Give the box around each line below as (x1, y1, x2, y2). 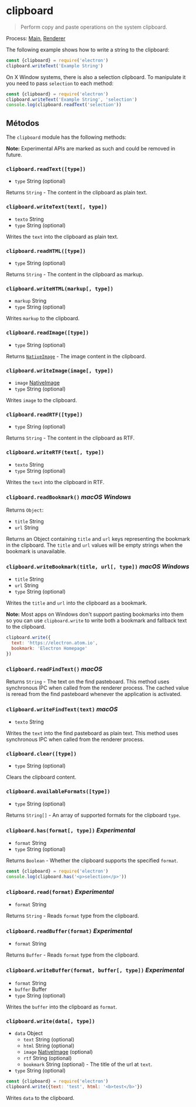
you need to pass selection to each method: (6, 80, 114, 87)
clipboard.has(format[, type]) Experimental (6, 826, 136, 834)
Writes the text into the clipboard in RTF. (6, 478, 105, 485)
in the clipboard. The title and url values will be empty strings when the (6, 541, 183, 549)
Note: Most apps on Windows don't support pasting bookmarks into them (6, 611, 184, 618)
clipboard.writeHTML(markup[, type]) (6, 285, 114, 292)
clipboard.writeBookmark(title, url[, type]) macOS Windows (6, 562, 190, 570)
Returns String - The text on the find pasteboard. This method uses (6, 678, 170, 685)
